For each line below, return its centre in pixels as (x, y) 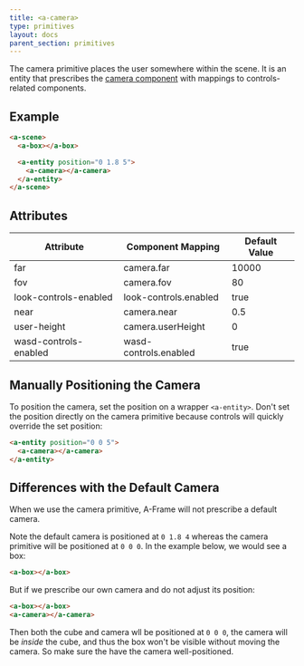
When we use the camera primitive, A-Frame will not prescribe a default (143, 509)
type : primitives (42, 26)
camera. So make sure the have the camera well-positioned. (122, 652)
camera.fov (147, 283)
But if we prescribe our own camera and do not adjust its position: (132, 590)
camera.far (147, 268)
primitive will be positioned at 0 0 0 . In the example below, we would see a (148, 546)
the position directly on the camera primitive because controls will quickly (147, 416)
